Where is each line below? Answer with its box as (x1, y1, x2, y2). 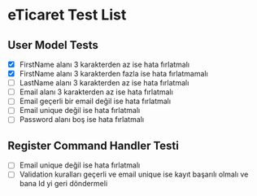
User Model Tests (7, 38, 98, 52)
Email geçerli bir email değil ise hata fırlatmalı (19, 96, 172, 107)
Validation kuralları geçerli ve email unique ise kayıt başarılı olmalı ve (19, 169, 249, 180)
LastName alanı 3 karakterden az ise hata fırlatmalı (19, 78, 189, 88)
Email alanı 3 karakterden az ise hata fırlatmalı (19, 87, 174, 97)
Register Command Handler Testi (7, 138, 180, 152)
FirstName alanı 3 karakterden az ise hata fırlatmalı (19, 59, 190, 69)
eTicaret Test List (7, 6, 127, 24)
